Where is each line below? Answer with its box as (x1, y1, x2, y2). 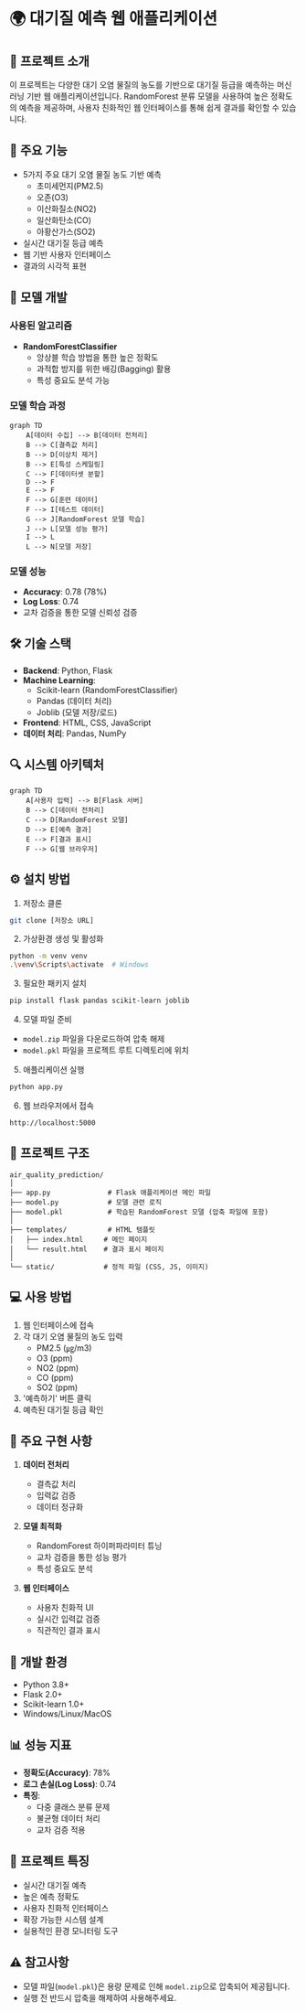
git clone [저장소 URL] (9, 915, 94, 925)
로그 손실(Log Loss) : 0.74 (22, 1778, 117, 1789)
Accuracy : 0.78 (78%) (22, 586, 108, 597)
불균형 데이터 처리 (36, 1813, 100, 1824)
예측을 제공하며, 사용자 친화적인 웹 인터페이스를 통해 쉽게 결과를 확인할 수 (18, 102, 280, 112)
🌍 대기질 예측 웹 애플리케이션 (9, 8, 217, 29)
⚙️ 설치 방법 (9, 872, 71, 887)
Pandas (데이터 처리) (36, 695, 112, 706)
